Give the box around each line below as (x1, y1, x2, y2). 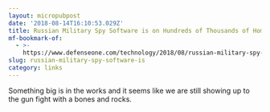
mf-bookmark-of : (8, 34, 63, 42)
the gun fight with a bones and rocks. (8, 94, 133, 104)
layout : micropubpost (8, 11, 81, 20)
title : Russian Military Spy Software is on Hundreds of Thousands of (8, 26, 250, 34)
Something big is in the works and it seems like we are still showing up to (8, 86, 251, 95)
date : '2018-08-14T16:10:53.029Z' (8, 19, 125, 27)
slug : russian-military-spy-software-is (8, 57, 146, 65)
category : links (8, 64, 63, 72)
